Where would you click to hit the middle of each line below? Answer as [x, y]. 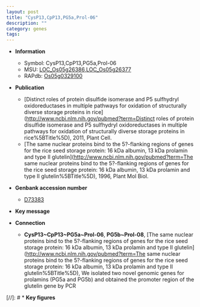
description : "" [27, 23]
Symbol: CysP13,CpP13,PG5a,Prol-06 [70, 63]
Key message [32, 211]
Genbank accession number [51, 188]
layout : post [23, 12]
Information [30, 51]
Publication [30, 87]
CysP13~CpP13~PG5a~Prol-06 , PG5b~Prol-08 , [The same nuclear [109, 235]
